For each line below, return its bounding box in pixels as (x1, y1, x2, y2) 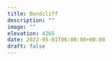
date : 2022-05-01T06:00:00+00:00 (7, 36, 106, 43)
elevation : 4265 (7, 29, 55, 37)
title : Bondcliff (7, 10, 58, 18)
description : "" (7, 17, 55, 24)
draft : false (7, 43, 46, 50)
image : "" (7, 23, 37, 30)
